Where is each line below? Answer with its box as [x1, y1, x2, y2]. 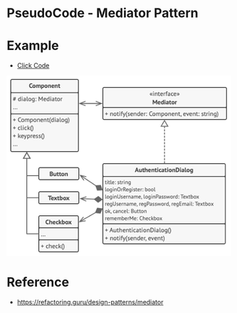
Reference [6, 274, 69, 290]
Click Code [16, 61, 50, 70]
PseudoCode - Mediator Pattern [6, 5, 199, 21]
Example [6, 38, 59, 54]
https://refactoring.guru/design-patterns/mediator [16, 298, 164, 307]
